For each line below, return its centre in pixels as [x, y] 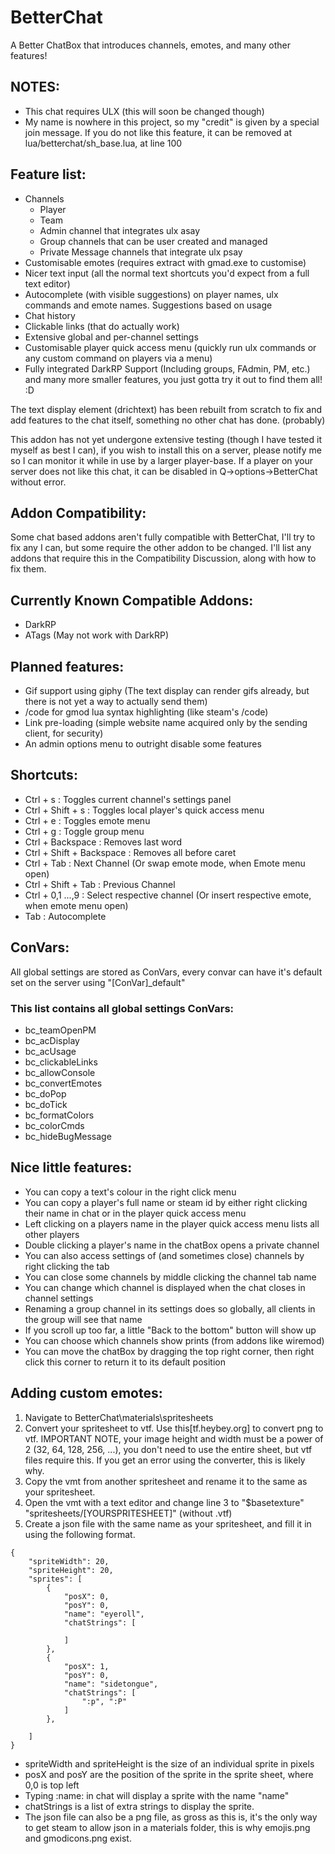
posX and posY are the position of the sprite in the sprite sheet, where [169, 1774]
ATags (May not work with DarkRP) [96, 635]
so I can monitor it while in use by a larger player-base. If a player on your [162, 460]
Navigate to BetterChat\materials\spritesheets [119, 1417]
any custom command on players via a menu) [118, 358]
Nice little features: [71, 1167]
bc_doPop [45, 1093]
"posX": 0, [86, 1596]
